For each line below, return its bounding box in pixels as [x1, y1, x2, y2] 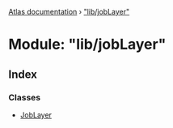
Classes [8, 92, 41, 103]
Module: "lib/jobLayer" [8, 36, 167, 53]
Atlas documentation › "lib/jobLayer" [8, 7, 130, 16]
